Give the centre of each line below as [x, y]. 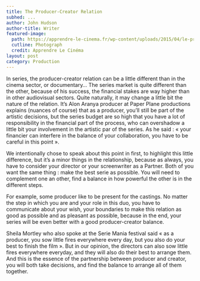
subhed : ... [21, 17]
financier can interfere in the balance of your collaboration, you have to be [97, 135]
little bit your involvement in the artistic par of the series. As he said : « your [99, 129]
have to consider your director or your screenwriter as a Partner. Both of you [100, 166]
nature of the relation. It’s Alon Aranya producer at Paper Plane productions [99, 104]
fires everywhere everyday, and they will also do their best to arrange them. [99, 252]
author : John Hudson [32, 23]
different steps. [25, 185]
